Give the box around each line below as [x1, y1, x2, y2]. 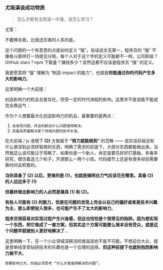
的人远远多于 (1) [5, 179, 37, 184]
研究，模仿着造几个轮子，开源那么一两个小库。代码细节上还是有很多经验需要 [5, 156, 158, 162]
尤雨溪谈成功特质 [5, 4, 45, 11]
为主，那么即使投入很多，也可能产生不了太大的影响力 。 [5, 205, 115, 211]
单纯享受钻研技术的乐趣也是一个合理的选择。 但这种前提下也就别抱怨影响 [13, 244, 158, 250]
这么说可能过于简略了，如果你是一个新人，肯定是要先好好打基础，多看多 [13, 150, 158, 156]
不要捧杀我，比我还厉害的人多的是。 [5, 37, 78, 43]
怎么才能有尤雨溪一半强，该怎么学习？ [16, 16, 94, 22]
